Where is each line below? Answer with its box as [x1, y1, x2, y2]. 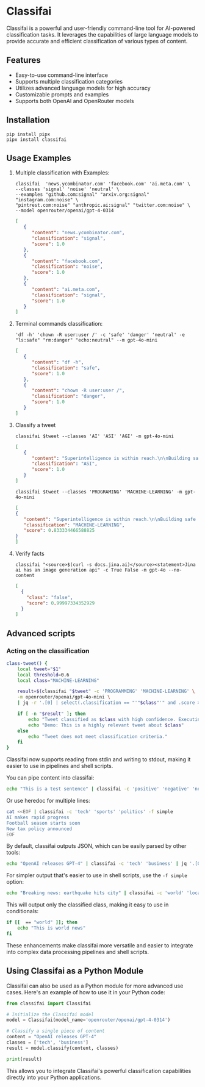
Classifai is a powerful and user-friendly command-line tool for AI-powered [6, 24, 195, 32]
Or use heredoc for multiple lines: [6, 797, 90, 805]
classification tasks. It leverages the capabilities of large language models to [6, 30, 198, 38]
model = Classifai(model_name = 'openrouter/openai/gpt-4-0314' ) [6, 1017, 171, 1023]
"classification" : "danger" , [31, 393, 106, 400]
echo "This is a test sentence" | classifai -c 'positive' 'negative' [6, 786, 190, 792]
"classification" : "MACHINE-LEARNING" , [23, 522, 125, 528]
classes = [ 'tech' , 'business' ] [6, 1039, 88, 1046]
